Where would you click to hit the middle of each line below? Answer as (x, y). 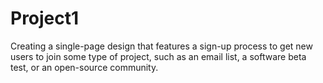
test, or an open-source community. (84, 67)
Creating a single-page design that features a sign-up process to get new (161, 46)
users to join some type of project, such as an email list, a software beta (158, 56)
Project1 (45, 18)
